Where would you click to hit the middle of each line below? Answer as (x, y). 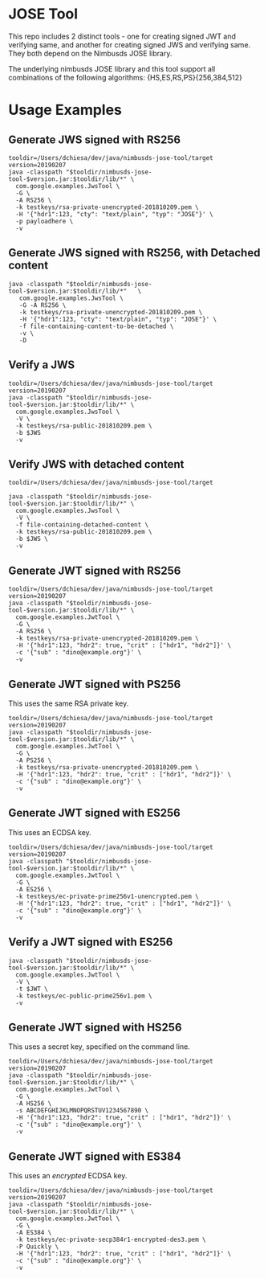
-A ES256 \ (34, 889)
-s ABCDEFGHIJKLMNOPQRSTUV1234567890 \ (82, 1111)
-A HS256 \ (34, 1104)
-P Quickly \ (37, 1247)
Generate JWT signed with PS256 (95, 684)
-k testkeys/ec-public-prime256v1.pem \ (84, 996)
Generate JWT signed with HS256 (95, 1028)
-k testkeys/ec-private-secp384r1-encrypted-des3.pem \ (111, 1240)
